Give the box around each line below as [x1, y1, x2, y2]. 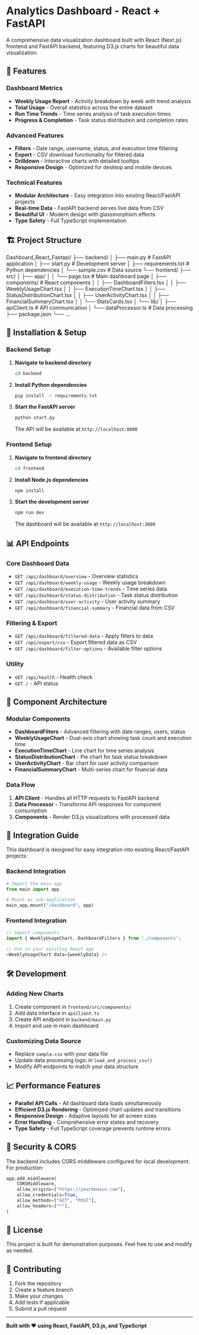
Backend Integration [6, 867, 66, 876]
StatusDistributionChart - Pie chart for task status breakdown [14, 754, 168, 761]
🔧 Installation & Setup [6, 328, 87, 338]
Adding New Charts [6, 990, 64, 998]
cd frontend [14, 465, 44, 471]
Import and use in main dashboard [14, 1022, 99, 1029]
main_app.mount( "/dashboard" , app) [6, 902, 94, 908]
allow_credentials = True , [17, 1192, 78, 1198]
